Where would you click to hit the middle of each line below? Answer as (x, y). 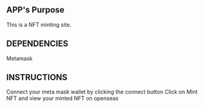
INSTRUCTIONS (37, 77)
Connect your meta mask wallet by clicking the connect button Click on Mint (102, 92)
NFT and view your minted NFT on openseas (62, 98)
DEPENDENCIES (37, 44)
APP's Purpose (36, 10)
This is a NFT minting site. (39, 24)
